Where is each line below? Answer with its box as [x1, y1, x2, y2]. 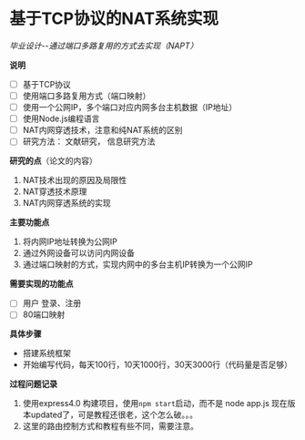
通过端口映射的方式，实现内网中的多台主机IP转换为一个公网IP [22, 259, 253, 270]
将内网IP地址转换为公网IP [22, 236, 118, 247]
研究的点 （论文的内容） [9, 156, 97, 167]
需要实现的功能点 [9, 279, 74, 290]
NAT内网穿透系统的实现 [22, 198, 111, 209]
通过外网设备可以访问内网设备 [22, 248, 135, 259]
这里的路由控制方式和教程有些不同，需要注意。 [22, 421, 198, 432]
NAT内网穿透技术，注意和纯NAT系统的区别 [22, 125, 183, 136]
